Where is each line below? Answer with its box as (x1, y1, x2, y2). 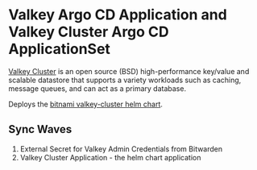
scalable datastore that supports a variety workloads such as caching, (8, 75, 242, 85)
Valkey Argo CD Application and (8, 6, 227, 24)
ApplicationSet (8, 40, 111, 58)
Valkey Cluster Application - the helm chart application (19, 152, 201, 162)
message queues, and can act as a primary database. (8, 83, 187, 93)
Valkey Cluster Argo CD (8, 23, 169, 41)
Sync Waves (8, 122, 73, 136)
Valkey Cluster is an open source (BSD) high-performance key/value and (8, 66, 250, 76)
